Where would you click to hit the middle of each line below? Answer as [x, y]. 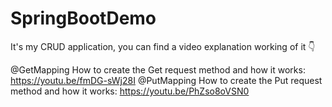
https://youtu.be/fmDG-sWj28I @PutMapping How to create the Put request [166, 80]
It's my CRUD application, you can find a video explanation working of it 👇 [163, 46]
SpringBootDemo [83, 18]
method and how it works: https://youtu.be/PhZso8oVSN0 [130, 91]
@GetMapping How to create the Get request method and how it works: [158, 69]
